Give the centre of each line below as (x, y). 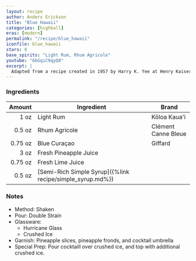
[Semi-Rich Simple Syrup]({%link (83, 171)
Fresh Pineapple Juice (68, 153)
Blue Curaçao (56, 143)
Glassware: (28, 221)
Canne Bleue (169, 133)
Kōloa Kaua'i (169, 116)
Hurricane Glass (43, 228)
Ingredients (23, 92)
